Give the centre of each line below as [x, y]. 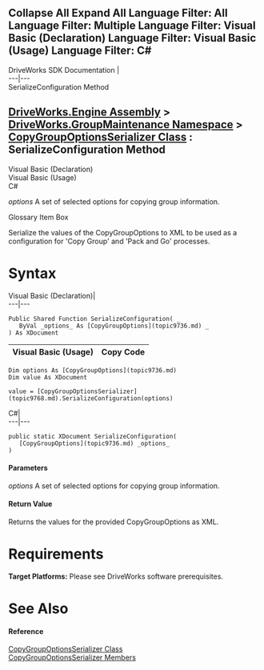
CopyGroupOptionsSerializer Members [72, 658]
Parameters [28, 468]
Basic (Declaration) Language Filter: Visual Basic [132, 38]
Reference [26, 631]
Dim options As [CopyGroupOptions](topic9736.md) [93, 370]
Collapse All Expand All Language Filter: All [118, 13]
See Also [38, 609]
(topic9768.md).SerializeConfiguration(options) [91, 398]
